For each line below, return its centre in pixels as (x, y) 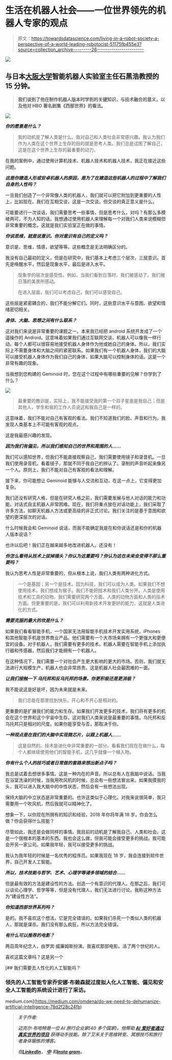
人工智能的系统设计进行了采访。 (50, 990)
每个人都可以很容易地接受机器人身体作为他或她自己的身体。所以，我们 (88, 344)
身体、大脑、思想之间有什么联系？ (41, 320)
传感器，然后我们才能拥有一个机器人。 (59, 650)
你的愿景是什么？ (23, 126)
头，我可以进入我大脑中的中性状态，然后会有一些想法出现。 (68, 786)
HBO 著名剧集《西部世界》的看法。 (69, 106)
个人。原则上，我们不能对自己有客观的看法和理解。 (63, 469)
